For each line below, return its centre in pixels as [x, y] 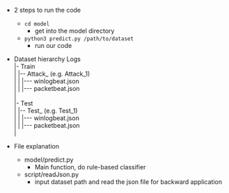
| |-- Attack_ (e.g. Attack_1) [52, 74]
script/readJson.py [51, 174]
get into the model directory [74, 31]
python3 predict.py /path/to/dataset [79, 39]
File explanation [37, 146]
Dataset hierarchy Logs [47, 59]
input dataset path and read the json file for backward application [128, 182]
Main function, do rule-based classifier [90, 167]
